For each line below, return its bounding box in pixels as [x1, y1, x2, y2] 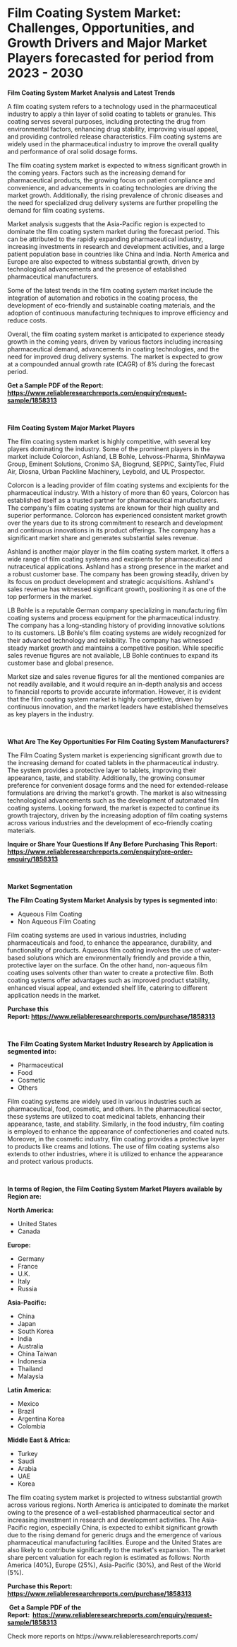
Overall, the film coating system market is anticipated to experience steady [7, 330, 225, 338]
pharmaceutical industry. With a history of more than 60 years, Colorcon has [7, 488, 230, 496]
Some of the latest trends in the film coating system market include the [7, 286, 213, 294]
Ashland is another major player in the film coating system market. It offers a [7, 547, 229, 556]
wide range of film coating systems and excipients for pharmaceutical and [7, 554, 223, 563]
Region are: [7, 1192, 42, 1200]
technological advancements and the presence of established [7, 264, 187, 273]
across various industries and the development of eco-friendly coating [7, 818, 213, 827]
